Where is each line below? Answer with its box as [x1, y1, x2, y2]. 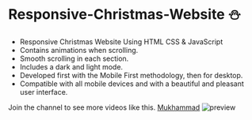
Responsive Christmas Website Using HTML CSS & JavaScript [19, 36, 223, 47]
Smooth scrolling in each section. [19, 54, 129, 63]
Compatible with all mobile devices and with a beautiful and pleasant [19, 79, 244, 88]
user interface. [19, 87, 68, 96]
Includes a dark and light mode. [19, 62, 124, 71]
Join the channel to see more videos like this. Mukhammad [8, 103, 200, 112]
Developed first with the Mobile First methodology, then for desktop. [19, 70, 243, 80]
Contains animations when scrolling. [19, 45, 139, 54]
